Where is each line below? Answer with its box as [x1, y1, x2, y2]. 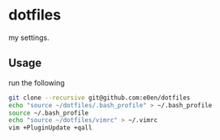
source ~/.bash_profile [8, 108, 89, 117]
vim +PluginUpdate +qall [8, 124, 93, 132]
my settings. [8, 33, 50, 42]
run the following [8, 77, 65, 87]
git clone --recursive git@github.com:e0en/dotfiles [8, 94, 191, 102]
